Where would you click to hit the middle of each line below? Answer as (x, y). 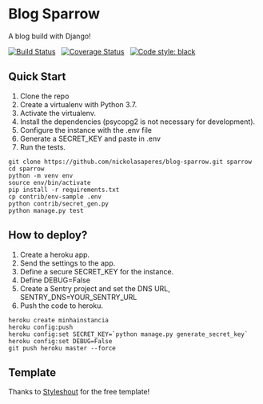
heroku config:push (41, 327)
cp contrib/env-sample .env (55, 197)
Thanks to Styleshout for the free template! (79, 392)
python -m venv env (41, 176)
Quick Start (37, 77)
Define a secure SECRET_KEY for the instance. (97, 271)
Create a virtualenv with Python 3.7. (78, 104)
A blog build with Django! (50, 36)
